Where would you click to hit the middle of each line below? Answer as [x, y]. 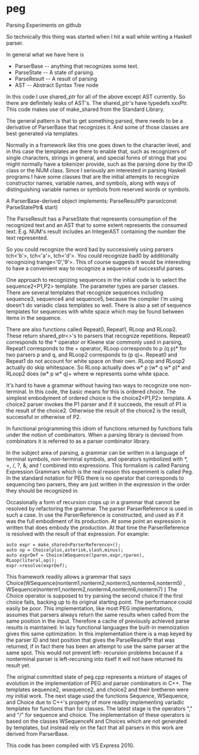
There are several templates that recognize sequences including [85, 292]
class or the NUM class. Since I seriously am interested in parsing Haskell [96, 170]
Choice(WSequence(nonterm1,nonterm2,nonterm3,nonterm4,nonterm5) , [96, 583]
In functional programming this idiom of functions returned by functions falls [99, 428]
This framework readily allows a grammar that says [69, 576]
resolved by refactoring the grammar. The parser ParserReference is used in [99, 508]
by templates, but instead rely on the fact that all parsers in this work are [95, 727]
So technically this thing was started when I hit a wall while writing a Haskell [99, 36]
